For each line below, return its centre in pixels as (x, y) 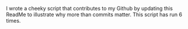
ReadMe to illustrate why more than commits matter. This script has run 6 (94, 14)
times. (13, 21)
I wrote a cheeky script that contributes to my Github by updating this (90, 8)
